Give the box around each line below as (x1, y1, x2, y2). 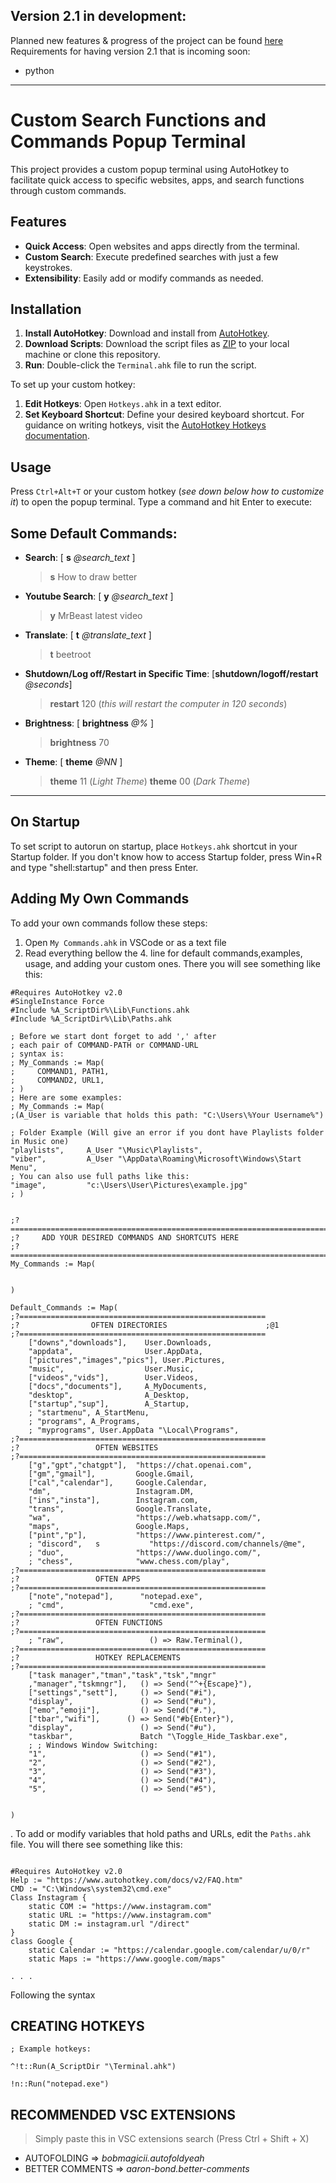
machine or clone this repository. (24, 349, 161, 361)
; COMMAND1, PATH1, (10, 1066, 110, 1076)
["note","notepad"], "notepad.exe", (28, 1591, 203, 1601)
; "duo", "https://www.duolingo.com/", (28, 1547, 262, 1558)
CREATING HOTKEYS (10, 2018, 145, 2035)
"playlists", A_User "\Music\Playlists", (10, 1145, 203, 1155)
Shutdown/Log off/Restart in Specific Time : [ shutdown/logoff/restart (24, 668, 319, 679)
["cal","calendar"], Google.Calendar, (28, 1477, 208, 1488)
